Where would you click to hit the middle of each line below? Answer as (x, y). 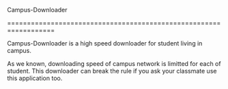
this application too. (35, 78)
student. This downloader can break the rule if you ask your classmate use (112, 71)
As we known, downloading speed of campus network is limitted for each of (114, 64)
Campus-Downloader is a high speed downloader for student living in (105, 43)
